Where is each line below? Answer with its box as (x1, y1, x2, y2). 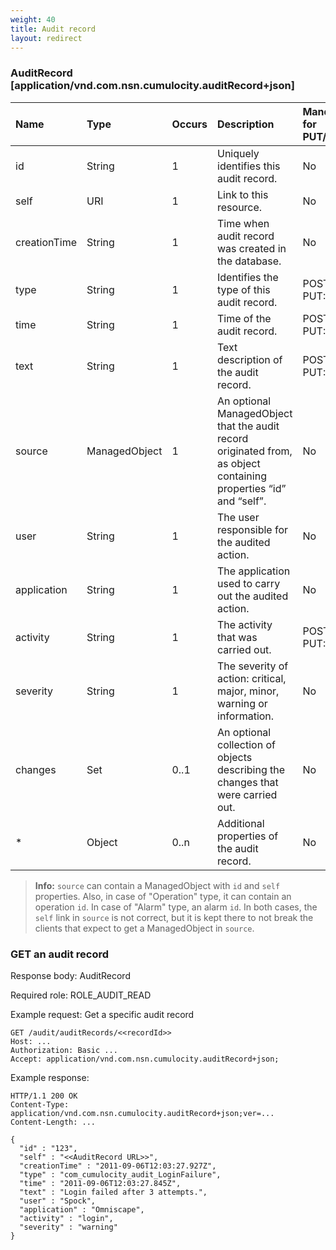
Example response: (10, 1071, 90, 1083)
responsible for (217, 522, 289, 536)
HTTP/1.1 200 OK (10, 1091, 78, 1101)
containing (217, 469, 267, 483)
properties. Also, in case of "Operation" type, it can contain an (34, 890, 292, 902)
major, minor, (217, 684, 280, 698)
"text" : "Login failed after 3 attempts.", (19, 1187, 208, 1197)
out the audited (217, 589, 289, 603)
